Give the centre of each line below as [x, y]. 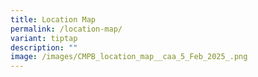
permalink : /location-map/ [66, 29]
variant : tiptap [44, 38]
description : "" [44, 47]
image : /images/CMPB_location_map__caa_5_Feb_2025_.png [129, 57]
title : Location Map [53, 19]
